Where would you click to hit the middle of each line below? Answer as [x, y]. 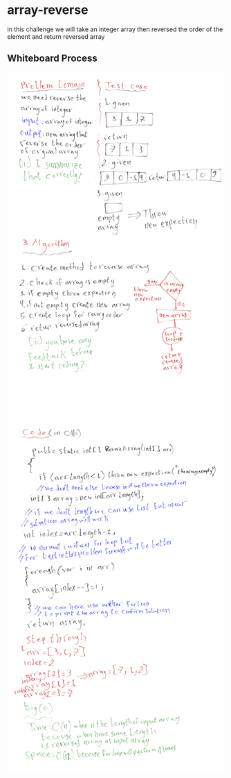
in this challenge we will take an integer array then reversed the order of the [115, 29]
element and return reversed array [56, 36]
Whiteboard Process [53, 59]
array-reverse [48, 10]
